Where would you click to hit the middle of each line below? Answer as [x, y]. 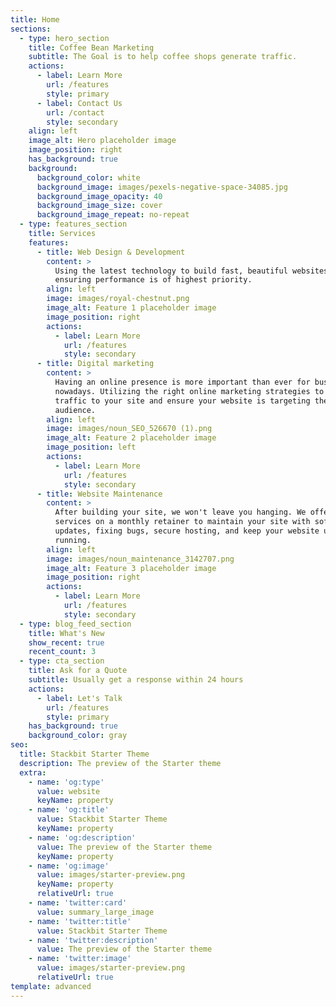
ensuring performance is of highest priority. [153, 280]
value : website [68, 791]
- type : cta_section [62, 661]
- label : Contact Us [79, 103]
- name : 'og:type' [66, 782]
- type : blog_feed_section [75, 624]
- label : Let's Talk [79, 698]
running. [73, 540]
